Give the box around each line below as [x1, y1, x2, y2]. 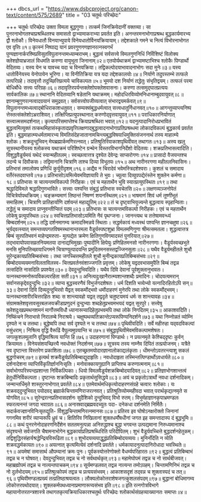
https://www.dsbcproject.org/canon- [47, 5, 139, 12]
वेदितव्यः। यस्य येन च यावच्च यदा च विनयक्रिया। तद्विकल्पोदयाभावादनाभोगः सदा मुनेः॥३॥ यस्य [6, 64, 181, 71]
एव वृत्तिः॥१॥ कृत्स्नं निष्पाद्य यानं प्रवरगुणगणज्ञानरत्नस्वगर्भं [6, 44, 113, 50]
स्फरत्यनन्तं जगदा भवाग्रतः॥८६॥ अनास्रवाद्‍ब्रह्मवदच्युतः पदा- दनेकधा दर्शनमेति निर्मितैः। [6, 401, 167, 408]
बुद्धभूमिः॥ [175, 415, 193, 421]
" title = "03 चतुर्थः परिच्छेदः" [62, 11, 121, 19]
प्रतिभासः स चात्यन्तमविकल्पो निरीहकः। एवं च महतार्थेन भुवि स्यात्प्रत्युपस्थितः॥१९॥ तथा [17, 179, 178, 185]
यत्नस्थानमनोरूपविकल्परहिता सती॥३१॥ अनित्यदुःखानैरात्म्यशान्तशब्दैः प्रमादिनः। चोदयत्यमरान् [6, 273, 179, 280]
